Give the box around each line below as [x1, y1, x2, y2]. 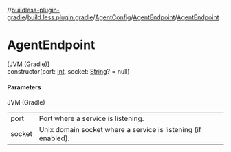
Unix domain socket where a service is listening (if [38, 125, 201, 135]
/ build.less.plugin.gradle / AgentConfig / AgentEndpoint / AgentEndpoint [25, 13, 219, 21]
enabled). [38, 133, 70, 143]
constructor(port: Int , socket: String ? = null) [7, 67, 130, 75]
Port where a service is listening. [38, 113, 144, 123]
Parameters [7, 83, 41, 91]
